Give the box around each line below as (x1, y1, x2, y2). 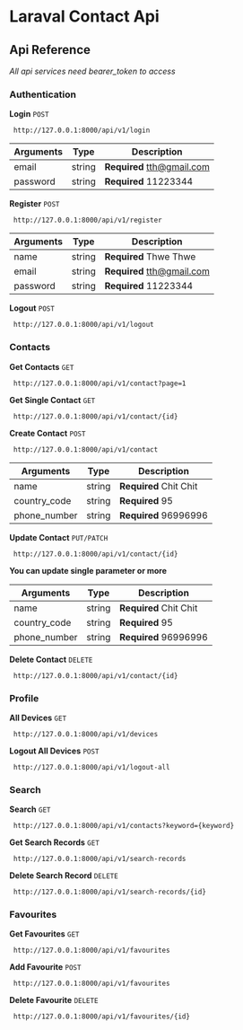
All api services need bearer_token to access (9, 66, 177, 76)
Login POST (9, 109, 49, 119)
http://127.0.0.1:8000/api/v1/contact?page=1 (13, 379, 187, 388)
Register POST (9, 198, 60, 209)
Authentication (9, 88, 76, 101)
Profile (9, 691, 39, 704)
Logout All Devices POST (9, 745, 100, 756)
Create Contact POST (9, 427, 86, 438)
